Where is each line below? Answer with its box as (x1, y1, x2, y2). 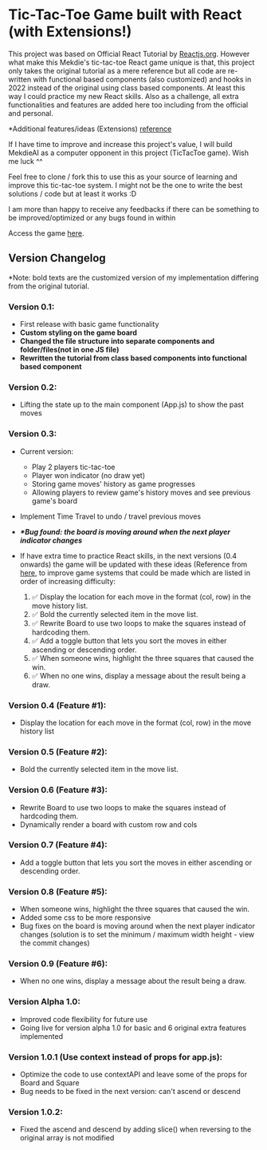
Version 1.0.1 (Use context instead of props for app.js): (8, 1051, 223, 1062)
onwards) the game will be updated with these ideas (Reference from (19, 559, 248, 569)
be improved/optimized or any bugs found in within (8, 213, 176, 222)
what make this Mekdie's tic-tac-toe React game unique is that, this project (8, 58, 255, 67)
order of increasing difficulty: (19, 576, 116, 586)
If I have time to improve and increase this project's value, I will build (8, 139, 233, 149)
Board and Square (19, 1078, 80, 1088)
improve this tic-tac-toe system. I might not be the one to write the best (8, 180, 243, 189)
